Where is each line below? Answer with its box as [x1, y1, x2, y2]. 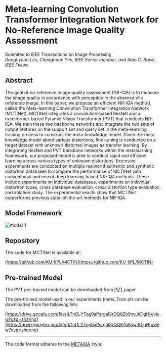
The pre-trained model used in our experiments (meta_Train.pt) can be [5, 296, 149, 302]
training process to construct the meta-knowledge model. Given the [5, 131, 143, 137]
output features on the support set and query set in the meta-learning [5, 126, 147, 132]
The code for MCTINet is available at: [5, 250, 81, 255]
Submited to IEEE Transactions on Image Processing [5, 51, 112, 57]
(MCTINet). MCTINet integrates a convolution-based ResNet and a [5, 110, 141, 116]
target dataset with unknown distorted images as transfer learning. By [5, 142, 147, 148]
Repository [5, 236, 40, 245]
